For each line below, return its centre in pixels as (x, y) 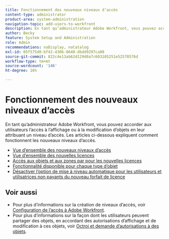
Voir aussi (21, 193)
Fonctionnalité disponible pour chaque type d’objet (65, 166)
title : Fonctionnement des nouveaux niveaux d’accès (62, 10)
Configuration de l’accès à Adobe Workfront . (59, 210)
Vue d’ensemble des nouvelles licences (53, 155)
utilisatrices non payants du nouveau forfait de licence (69, 177)
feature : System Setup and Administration (50, 38)
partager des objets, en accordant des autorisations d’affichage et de (84, 220)
